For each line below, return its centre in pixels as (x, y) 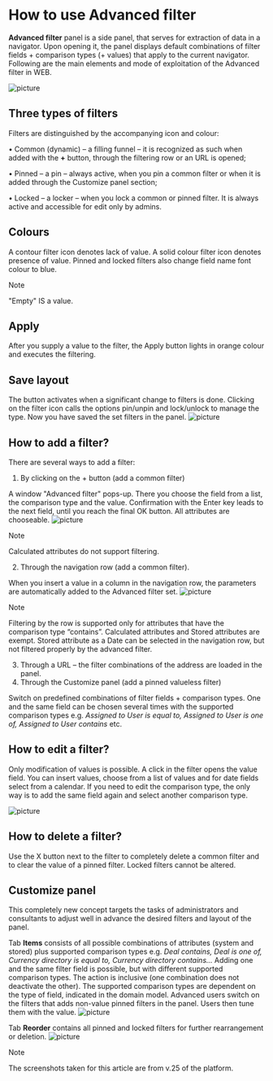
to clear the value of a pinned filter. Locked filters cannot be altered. (122, 864)
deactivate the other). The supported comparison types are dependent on (132, 987)
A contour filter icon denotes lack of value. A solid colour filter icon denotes (135, 252)
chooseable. (29, 520)
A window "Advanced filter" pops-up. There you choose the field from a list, (136, 494)
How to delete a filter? (65, 837)
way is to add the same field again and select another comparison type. (128, 795)
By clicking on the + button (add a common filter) (102, 478)
